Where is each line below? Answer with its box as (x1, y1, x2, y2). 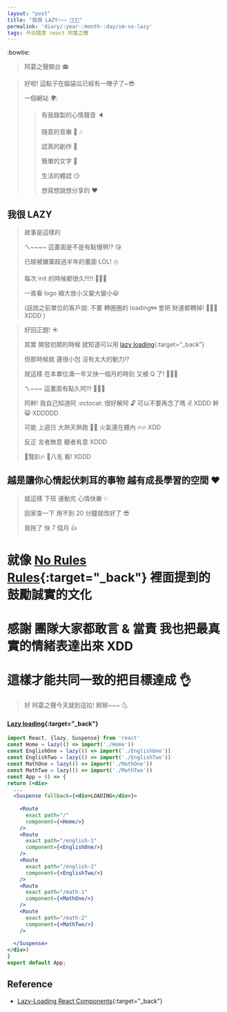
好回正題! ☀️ (23, 326, 59, 334)
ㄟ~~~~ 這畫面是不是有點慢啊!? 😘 (23, 243, 122, 251)
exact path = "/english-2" (25, 863, 97, 870)
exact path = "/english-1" (25, 837, 97, 844)
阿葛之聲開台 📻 (23, 63, 69, 71)
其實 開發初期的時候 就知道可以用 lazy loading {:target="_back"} (23, 340, 205, 349)
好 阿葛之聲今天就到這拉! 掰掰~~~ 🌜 (23, 701, 128, 710)
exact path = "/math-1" (25, 888, 88, 896)
